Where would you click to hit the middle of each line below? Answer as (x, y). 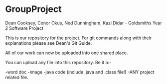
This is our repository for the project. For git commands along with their (79, 38)
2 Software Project (24, 28)
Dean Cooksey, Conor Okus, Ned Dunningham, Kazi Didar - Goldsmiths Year (83, 23)
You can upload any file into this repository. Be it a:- (58, 62)
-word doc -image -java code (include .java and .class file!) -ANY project (80, 72)
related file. (17, 77)
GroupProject (34, 9)
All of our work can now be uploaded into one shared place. (67, 53)
